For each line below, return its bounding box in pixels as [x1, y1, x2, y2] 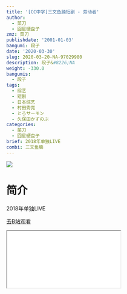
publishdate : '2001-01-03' [6, 37, 74, 43]
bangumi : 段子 [6, 43, 41, 49]
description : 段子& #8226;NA [6, 59, 76, 65]
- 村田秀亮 [11, 104, 36, 111]
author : [6, 15, 26, 21]
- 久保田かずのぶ [11, 116, 49, 122]
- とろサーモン [11, 110, 45, 116]
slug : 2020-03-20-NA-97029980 [6, 54, 83, 60]
